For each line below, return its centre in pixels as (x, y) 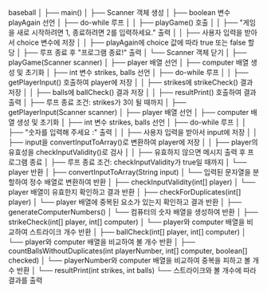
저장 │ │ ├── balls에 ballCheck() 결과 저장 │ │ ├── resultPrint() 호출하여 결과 (132, 92)
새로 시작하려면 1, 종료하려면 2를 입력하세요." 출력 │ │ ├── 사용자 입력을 (130, 32)
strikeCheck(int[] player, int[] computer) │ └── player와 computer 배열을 (127, 222)
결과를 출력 (26, 280)
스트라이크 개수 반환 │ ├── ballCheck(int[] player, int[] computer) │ (138, 232)
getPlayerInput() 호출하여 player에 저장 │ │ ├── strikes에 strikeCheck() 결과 (131, 82)
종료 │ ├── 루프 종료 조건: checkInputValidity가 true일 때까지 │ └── (138, 162)
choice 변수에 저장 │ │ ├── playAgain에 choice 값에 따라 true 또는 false (131, 42)
